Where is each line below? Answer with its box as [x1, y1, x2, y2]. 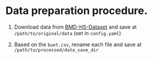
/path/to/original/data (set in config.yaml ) [14, 29, 121, 36]
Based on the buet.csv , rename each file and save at [14, 41, 142, 48]
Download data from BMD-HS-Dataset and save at [14, 23, 137, 30]
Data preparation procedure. [5, 4, 148, 18]
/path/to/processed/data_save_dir [14, 47, 99, 53]
